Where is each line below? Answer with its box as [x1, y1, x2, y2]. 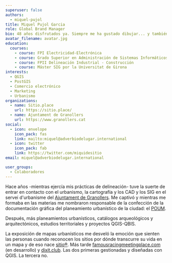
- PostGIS [10, 79, 31, 84]
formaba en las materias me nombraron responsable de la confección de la [5, 199, 164, 206]
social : [5, 122, 22, 127]
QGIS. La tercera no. [5, 252, 49, 258]
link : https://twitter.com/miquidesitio [14, 151, 102, 156]
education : [5, 41, 29, 46]
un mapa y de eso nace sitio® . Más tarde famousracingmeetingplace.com [5, 241, 161, 248]
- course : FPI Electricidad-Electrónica [14, 50, 102, 55]
